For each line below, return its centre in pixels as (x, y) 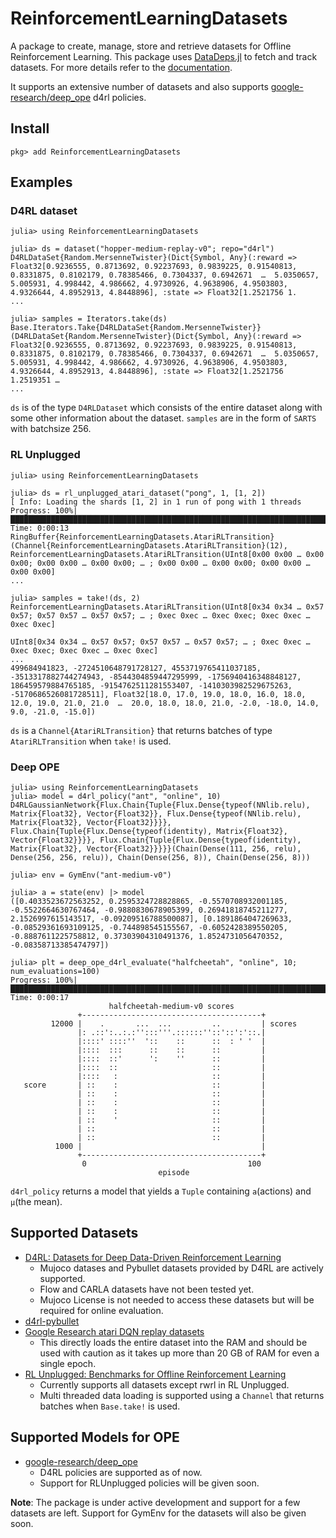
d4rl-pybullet (52, 1321)
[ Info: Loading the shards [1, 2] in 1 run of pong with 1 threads (156, 502)
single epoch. (68, 1363)
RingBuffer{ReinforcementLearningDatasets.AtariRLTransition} (142, 537)
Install (30, 128)
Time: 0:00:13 (40, 528)
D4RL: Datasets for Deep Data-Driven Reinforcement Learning (153, 1257)
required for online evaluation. (101, 1310)
